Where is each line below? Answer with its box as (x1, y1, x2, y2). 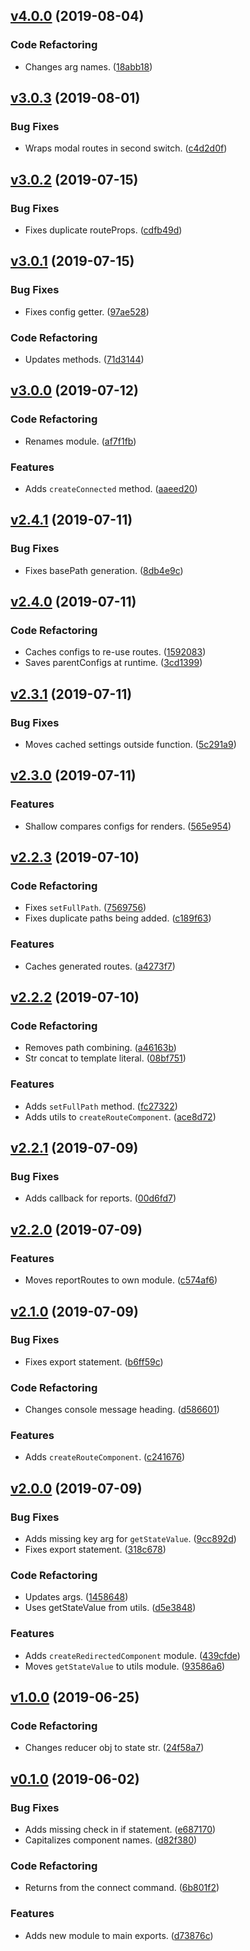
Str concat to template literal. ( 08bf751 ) (24, 1052, 187, 1064)
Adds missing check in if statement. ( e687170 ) (24, 1824, 217, 1836)
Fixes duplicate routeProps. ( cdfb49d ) (24, 224, 183, 236)
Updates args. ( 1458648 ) (24, 1591, 129, 1603)
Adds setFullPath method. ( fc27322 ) (24, 1100, 178, 1112)
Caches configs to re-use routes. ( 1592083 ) (24, 646, 207, 658)
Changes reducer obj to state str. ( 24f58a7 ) (24, 1742, 205, 1754)
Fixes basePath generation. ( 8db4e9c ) (24, 564, 184, 576)
